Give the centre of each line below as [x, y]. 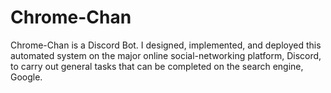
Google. [26, 77]
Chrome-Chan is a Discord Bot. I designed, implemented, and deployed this [166, 45]
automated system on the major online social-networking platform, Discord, [166, 55]
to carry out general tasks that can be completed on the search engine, [157, 66]
